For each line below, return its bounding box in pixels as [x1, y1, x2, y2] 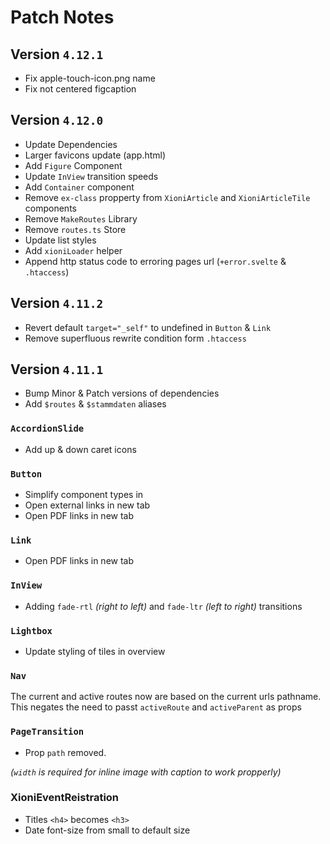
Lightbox [10, 625, 53, 636]
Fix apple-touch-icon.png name [24, 72, 156, 84]
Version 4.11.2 [10, 295, 104, 312]
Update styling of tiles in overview [24, 645, 166, 657]
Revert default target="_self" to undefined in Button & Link [24, 321, 272, 333]
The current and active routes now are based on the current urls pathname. [10, 691, 322, 703]
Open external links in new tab [24, 499, 151, 511]
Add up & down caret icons [24, 443, 137, 455]
